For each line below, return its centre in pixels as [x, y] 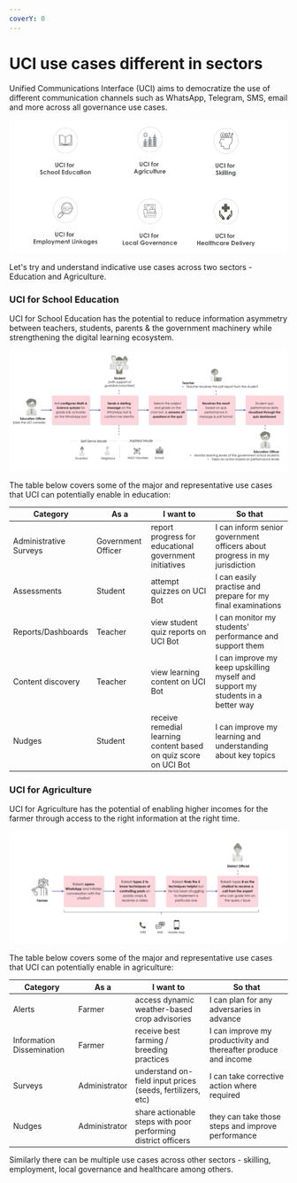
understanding [242, 746]
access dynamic [164, 1000]
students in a [239, 696]
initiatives [168, 564]
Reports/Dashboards [50, 631]
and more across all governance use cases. [88, 107]
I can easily [236, 576]
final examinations [248, 605]
